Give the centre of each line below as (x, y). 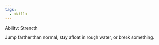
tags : (11, 9)
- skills (18, 14)
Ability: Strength (21, 28)
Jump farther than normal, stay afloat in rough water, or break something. (79, 37)
